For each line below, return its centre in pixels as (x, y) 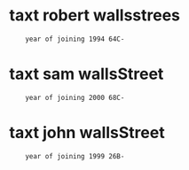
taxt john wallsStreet (87, 133)
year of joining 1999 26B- (75, 156)
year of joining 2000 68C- (75, 97)
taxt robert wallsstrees (94, 15)
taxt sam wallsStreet (87, 74)
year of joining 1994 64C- (75, 39)
